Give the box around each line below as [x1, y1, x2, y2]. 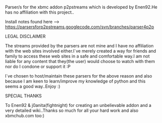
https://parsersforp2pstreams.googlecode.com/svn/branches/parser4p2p [5, 24, 154, 30]
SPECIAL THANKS [5, 93, 42, 99]
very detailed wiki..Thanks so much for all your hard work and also [5, 107, 139, 113]
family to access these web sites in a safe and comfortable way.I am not [5, 53, 150, 59]
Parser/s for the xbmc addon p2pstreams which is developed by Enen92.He [5, 4, 158, 10]
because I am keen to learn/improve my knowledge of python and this [5, 78, 146, 84]
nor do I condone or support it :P [5, 63, 71, 69]
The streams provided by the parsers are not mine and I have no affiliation [5, 43, 154, 48]
